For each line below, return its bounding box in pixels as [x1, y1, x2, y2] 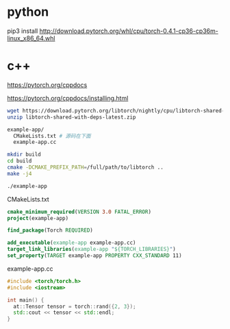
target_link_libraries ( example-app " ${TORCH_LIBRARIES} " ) [7, 246, 176, 253]
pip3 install [7, 27, 38, 35]
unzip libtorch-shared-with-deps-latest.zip [7, 114, 136, 121]
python [7, 4, 49, 20]
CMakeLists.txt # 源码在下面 [13, 132, 91, 139]
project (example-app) [7, 215, 69, 221]
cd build [7, 158, 32, 164]
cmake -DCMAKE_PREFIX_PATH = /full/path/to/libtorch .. [7, 164, 164, 171]
